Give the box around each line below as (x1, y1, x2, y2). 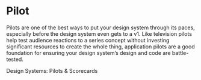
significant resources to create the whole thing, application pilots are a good (6, 43, 195, 50)
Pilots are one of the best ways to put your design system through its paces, (6, 24, 196, 31)
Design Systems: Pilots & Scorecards (6, 67, 98, 74)
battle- (172, 49, 189, 56)
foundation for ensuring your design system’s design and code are (6, 49, 171, 56)
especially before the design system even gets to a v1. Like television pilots (6, 30, 193, 37)
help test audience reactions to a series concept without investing (6, 36, 170, 44)
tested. (6, 56, 24, 63)
